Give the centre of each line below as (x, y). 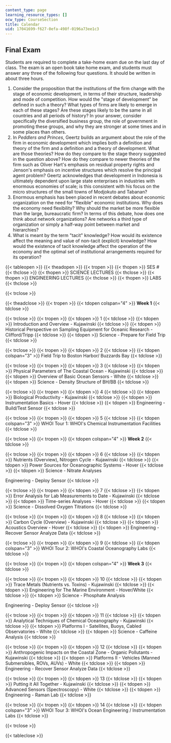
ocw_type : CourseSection (32, 19)
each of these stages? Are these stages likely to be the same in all (82, 110)
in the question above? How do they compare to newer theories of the (86, 159)
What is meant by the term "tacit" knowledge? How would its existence (87, 235)
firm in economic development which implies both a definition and (82, 143)
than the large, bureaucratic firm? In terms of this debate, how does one (88, 214)
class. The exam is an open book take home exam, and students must (79, 68)
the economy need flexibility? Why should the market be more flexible (86, 208)
